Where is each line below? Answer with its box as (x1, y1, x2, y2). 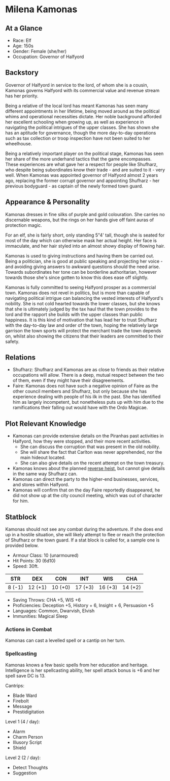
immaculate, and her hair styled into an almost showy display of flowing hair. (5, 243, 165, 249)
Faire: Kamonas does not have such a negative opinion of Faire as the (12, 383, 158, 389)
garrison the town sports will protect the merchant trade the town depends (5, 327, 161, 333)
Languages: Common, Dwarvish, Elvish (12, 608, 95, 614)
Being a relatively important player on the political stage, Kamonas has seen (5, 150, 164, 157)
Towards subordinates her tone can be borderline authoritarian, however (5, 269, 157, 275)
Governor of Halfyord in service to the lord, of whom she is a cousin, (5, 82, 149, 88)
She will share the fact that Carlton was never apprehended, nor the (20, 449, 162, 455)
